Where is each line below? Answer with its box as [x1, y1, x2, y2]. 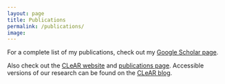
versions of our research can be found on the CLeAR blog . [7, 69, 173, 77]
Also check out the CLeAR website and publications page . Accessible [7, 61, 204, 70]
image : [7, 29, 26, 36]
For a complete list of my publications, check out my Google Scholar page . [7, 48, 219, 56]
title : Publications [7, 17, 67, 23]
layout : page [7, 10, 45, 17]
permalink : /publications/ [7, 23, 85, 30]
